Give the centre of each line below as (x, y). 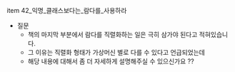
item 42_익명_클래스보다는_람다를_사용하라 (67, 10)
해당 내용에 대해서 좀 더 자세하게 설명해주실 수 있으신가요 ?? (111, 61)
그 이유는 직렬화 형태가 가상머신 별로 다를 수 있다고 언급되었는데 (116, 52)
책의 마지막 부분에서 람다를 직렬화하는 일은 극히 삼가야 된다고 (112, 35)
